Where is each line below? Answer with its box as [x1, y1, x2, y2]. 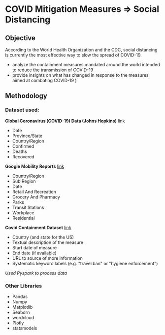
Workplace [12, 209, 34, 216]
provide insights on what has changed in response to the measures [12, 72, 149, 78]
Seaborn [12, 309, 30, 315]
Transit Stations [12, 204, 44, 210]
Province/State [12, 133, 43, 139]
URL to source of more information [12, 255, 83, 261]
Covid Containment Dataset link [5, 224, 71, 231]
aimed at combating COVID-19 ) [12, 78, 77, 83]
